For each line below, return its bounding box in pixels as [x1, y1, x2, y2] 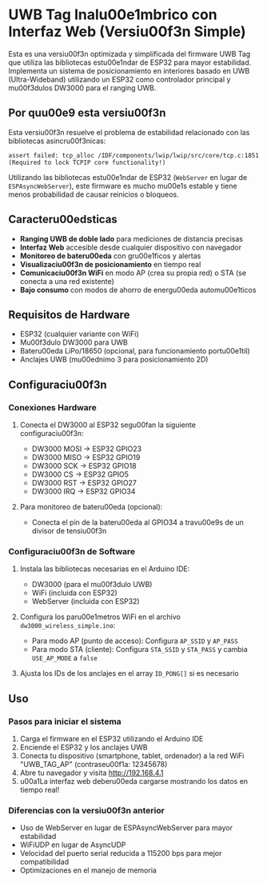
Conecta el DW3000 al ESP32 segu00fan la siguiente [19, 420, 196, 430]
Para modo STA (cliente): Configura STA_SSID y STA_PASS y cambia [31, 645, 248, 654]
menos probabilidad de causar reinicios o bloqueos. [8, 190, 179, 199]
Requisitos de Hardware [8, 308, 130, 322]
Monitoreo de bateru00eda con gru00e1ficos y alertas [19, 250, 201, 261]
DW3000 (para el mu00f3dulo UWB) [31, 580, 153, 589]
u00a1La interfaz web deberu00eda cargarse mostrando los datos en [19, 777, 249, 786]
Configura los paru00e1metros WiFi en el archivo [19, 612, 181, 621]
